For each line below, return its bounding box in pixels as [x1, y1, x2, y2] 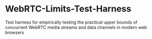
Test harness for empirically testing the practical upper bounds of [5, 19, 138, 25]
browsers [5, 29, 25, 35]
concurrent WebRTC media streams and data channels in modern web [5, 24, 147, 30]
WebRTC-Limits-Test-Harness [5, 3, 131, 14]
